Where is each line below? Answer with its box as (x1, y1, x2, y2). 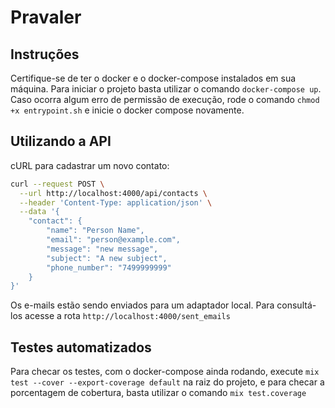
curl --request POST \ (10, 179, 105, 189)
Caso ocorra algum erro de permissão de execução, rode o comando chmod (10, 94, 320, 105)
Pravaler (10, 6, 82, 29)
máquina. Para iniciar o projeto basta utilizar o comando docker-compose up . (10, 83, 322, 95)
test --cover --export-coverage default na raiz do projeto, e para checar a (10, 376, 325, 388)
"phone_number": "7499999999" (46, 262, 172, 273)
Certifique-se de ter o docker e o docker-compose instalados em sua (10, 72, 297, 84)
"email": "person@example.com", (46, 235, 182, 245)
